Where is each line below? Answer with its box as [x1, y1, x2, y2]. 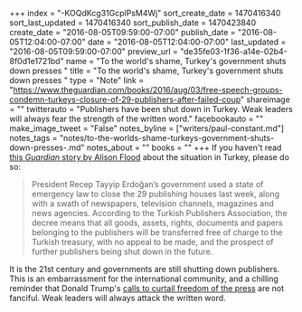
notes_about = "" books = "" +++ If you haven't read [86, 142, 282, 153]
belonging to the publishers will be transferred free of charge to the [31, 227, 283, 238]
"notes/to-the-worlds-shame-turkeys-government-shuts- [59, 133, 275, 143]
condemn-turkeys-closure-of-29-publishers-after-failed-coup [9, 94, 241, 105]
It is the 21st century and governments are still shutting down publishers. [9, 264, 280, 274]
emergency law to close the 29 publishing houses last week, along [31, 189, 280, 199]
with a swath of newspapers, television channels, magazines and [31, 198, 274, 209]
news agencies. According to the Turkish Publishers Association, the [31, 208, 288, 218]
